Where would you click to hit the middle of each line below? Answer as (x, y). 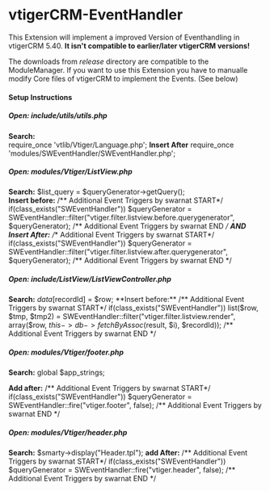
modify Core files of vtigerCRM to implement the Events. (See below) (123, 78)
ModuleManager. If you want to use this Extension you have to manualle (128, 69)
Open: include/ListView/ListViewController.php (90, 279)
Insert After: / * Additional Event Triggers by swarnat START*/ (112, 235)
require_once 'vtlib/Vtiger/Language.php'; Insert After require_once (121, 145)
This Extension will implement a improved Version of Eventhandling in (124, 37)
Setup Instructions (40, 97)
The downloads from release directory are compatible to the (109, 61)
